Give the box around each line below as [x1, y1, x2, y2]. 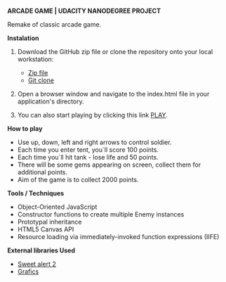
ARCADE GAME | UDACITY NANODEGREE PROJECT [7, 7, 161, 15]
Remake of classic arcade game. [7, 20, 102, 28]
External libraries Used [7, 246, 76, 255]
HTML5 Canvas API [17, 225, 74, 233]
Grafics [17, 267, 39, 276]
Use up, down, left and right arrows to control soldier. [17, 138, 172, 146]
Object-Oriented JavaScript [17, 203, 98, 211]
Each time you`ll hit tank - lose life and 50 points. [17, 153, 159, 161]
